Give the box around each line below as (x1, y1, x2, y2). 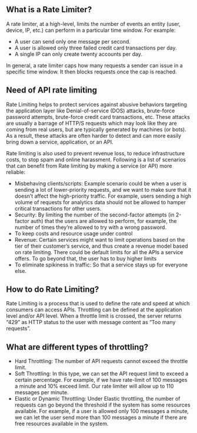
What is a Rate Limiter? (6, 5, 92, 15)
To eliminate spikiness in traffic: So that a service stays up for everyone (14, 261, 188, 268)
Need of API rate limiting (6, 85, 97, 95)
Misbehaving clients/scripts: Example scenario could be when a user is (14, 179, 187, 187)
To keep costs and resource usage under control (14, 229, 133, 237)
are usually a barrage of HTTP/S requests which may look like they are (6, 119, 178, 126)
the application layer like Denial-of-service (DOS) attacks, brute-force (6, 107, 175, 114)
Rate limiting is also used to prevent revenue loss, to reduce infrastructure (6, 149, 185, 156)
